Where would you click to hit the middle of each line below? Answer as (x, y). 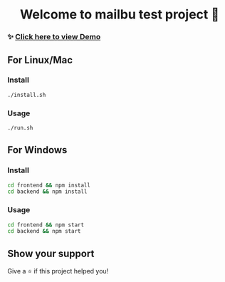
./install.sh (27, 95)
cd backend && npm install (47, 192)
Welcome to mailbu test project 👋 (120, 15)
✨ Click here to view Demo (54, 37)
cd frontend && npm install (49, 185)
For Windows (37, 150)
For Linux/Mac (40, 60)
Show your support (51, 253)
